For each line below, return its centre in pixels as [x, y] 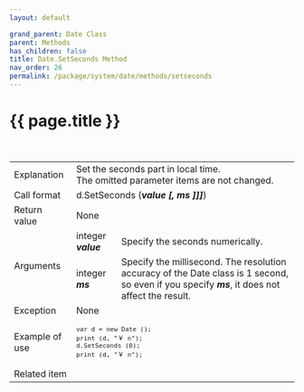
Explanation [39, 175]
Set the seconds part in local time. [148, 168]
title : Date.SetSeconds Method [68, 60]
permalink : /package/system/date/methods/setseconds [111, 76]
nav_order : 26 [36, 68]
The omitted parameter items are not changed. [175, 180]
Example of [38, 336]
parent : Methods [40, 43]
